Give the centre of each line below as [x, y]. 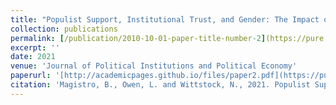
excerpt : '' [35, 47]
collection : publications [64, 29]
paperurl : [31, 76]
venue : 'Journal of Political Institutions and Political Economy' [154, 66]
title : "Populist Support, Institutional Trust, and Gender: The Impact [165, 19]
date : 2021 [33, 57]
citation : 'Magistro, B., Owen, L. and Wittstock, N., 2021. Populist [160, 85]
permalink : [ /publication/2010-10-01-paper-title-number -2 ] [138, 38]
